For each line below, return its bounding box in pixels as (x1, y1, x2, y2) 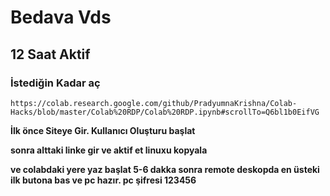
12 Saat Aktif (10, 46, 91, 63)
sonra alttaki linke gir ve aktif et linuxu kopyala (10, 144, 208, 156)
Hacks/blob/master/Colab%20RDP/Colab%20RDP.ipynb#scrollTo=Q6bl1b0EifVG (10, 107, 320, 117)
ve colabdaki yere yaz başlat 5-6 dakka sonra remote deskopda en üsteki (10, 163, 320, 175)
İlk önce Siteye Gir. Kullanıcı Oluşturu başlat (10, 124, 196, 136)
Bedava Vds (10, 6, 112, 29)
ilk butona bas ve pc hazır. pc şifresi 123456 (10, 174, 197, 186)
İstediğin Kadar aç (10, 76, 101, 90)
